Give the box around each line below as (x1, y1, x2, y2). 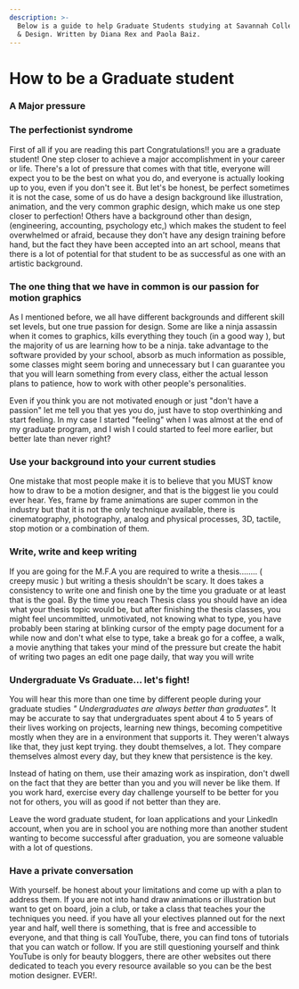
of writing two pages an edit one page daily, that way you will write (9, 651, 255, 661)
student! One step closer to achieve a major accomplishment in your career (9, 154, 286, 164)
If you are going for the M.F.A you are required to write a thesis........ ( (9, 566, 263, 577)
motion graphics (9, 291, 82, 303)
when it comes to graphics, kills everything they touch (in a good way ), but (9, 331, 286, 342)
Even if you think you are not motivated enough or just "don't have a (9, 395, 259, 406)
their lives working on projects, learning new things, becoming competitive (9, 722, 283, 733)
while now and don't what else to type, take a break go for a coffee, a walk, (9, 632, 285, 643)
